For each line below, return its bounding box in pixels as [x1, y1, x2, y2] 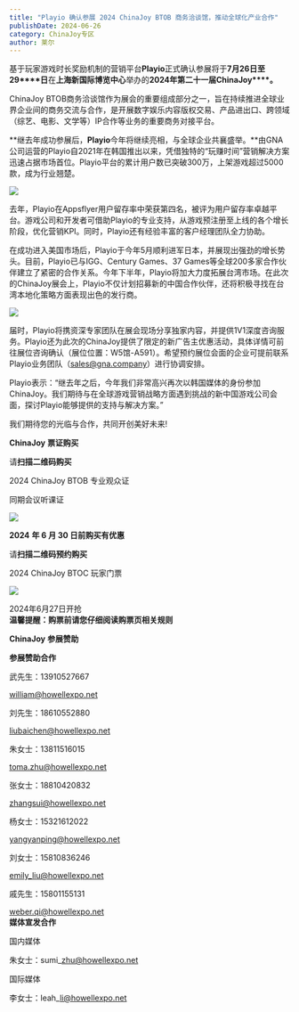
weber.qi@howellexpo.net [9, 906, 105, 918]
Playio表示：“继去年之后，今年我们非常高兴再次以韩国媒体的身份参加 [9, 378, 261, 388]
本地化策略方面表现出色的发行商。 [16, 290, 142, 300]
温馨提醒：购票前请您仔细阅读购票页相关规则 [9, 615, 174, 625]
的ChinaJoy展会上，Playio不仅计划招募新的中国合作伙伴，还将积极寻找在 [9, 278, 277, 290]
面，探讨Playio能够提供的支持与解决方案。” [9, 400, 164, 411]
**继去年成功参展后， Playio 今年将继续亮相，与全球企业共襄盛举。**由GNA [9, 135, 284, 145]
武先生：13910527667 [9, 672, 90, 682]
